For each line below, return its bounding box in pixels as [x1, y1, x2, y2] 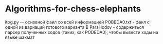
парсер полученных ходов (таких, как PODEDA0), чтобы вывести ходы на [5, 29, 159, 35]
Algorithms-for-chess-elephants [5, 3, 141, 14]
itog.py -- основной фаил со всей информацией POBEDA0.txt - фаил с [5, 19, 150, 25]
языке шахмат [5, 34, 35, 40]
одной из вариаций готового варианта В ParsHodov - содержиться [5, 24, 145, 30]
